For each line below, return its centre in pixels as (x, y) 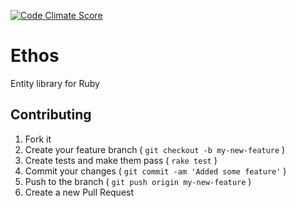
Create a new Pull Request (79, 192)
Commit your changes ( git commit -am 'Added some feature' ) (155, 171)
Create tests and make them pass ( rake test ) (121, 160)
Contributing (51, 115)
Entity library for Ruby (55, 83)
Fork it (38, 139)
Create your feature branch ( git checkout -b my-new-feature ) (155, 149)
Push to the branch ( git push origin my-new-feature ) (138, 181)
